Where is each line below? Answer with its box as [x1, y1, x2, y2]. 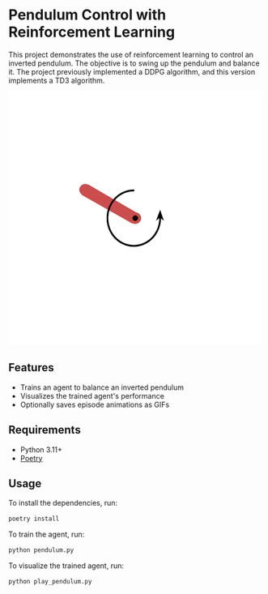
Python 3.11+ [19, 444, 63, 455]
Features [8, 361, 54, 374]
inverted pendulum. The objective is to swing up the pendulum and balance [8, 58, 261, 68]
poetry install [8, 515, 60, 523]
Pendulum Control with [8, 6, 167, 24]
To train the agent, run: [8, 529, 85, 540]
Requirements [8, 423, 81, 437]
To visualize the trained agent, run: [8, 561, 124, 570]
